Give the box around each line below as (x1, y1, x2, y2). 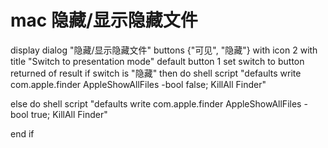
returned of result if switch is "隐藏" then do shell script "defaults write (10, 67, 302, 79)
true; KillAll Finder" (30, 108, 108, 120)
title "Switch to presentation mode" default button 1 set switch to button (10, 55, 305, 67)
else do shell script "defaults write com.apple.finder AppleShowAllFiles (10, 97, 302, 110)
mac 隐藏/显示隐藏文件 (10, 9, 198, 32)
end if (10, 127, 35, 140)
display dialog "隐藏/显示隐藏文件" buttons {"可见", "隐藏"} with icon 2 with (10, 44, 318, 56)
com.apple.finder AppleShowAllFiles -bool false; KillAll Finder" (10, 78, 267, 90)
